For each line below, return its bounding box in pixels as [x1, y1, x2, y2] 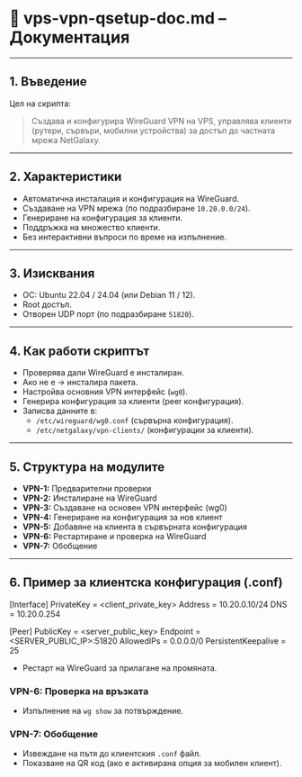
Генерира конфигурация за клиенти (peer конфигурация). [22, 396, 244, 407]
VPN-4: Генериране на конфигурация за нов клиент [22, 512, 223, 522]
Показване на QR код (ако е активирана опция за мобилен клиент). [22, 758, 282, 769]
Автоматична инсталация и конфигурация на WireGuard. [22, 193, 240, 203]
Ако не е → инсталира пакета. [22, 377, 138, 388]
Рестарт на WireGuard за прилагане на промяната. [22, 662, 218, 673]
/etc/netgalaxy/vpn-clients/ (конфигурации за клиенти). [35, 425, 254, 436]
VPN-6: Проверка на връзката [9, 684, 149, 697]
